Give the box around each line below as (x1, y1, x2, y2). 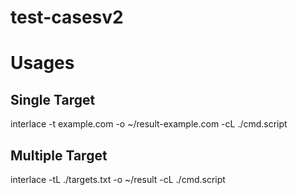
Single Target (10, 91, 96, 108)
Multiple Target (10, 147, 108, 164)
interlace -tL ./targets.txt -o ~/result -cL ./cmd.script (10, 174, 226, 185)
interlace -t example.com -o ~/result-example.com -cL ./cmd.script (10, 118, 288, 130)
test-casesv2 (10, 6, 124, 29)
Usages (10, 52, 75, 75)
